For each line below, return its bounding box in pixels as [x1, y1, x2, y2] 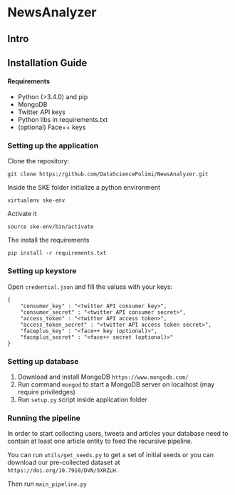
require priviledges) [17, 388, 76, 397]
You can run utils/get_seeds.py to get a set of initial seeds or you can [7, 451, 214, 459]
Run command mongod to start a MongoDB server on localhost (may [17, 380, 215, 389]
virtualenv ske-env [7, 197, 66, 204]
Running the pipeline [7, 413, 80, 423]
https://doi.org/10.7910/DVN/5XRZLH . [7, 466, 118, 474]
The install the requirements [7, 236, 90, 245]
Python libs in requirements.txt [17, 116, 108, 124]
